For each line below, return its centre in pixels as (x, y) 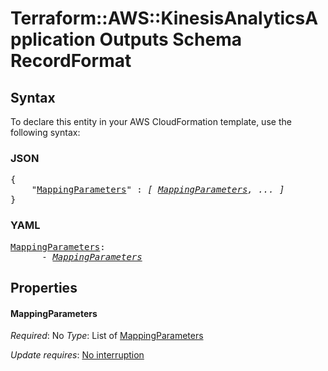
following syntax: (45, 132)
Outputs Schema (170, 39)
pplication (53, 39)
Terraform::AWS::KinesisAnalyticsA (164, 18)
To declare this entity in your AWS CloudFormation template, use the (151, 121)
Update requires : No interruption (77, 355)
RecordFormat (71, 61)
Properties (44, 287)
